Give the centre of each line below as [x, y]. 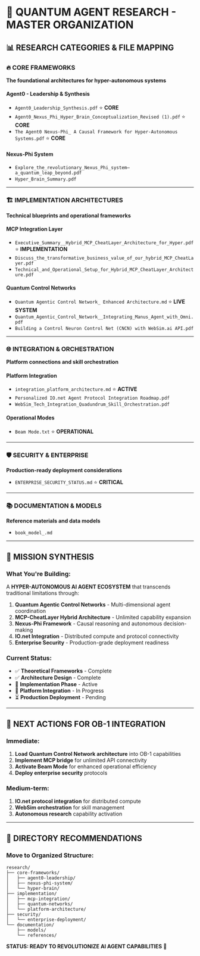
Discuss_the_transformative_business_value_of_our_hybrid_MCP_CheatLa [104, 258]
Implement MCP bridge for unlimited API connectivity [81, 760]
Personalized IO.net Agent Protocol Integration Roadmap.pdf [92, 398]
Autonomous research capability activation [68, 814]
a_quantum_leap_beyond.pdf [48, 173]
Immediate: [23, 741]
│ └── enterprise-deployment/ [46, 920]
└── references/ [37, 935]
